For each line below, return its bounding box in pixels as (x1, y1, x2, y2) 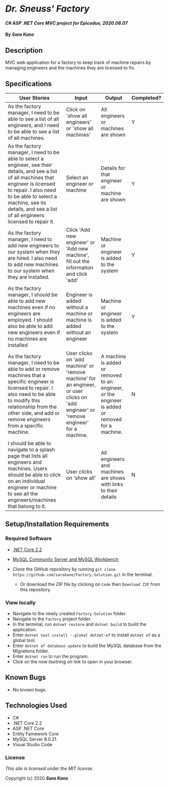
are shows (101, 475, 126, 481)
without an (66, 329, 92, 336)
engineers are (8, 310, 41, 317)
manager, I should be (8, 291, 58, 298)
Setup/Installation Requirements (5, 520, 109, 529)
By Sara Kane (5, 31, 34, 38)
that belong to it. (8, 503, 46, 509)
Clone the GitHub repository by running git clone (12, 566, 116, 572)
